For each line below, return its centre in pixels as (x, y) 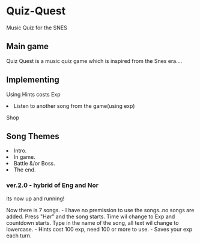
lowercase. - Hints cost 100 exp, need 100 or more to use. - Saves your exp (99, 229)
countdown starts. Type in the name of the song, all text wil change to (92, 222)
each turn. (19, 236)
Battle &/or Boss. (35, 164)
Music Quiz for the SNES (37, 28)
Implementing (33, 80)
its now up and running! (35, 198)
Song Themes (33, 136)
